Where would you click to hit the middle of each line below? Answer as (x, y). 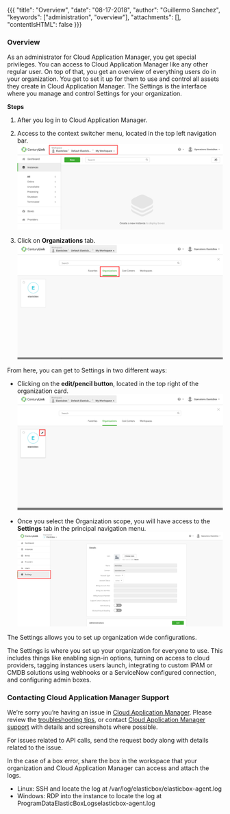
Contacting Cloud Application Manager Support (88, 697)
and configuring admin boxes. (49, 680)
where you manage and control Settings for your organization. (95, 94)
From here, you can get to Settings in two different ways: (87, 370)
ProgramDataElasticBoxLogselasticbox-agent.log (86, 803)
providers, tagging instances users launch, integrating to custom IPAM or (110, 665)
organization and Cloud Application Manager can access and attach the (108, 768)
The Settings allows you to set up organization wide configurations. (102, 637)
